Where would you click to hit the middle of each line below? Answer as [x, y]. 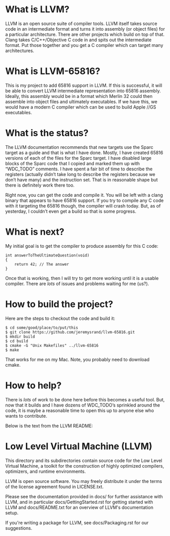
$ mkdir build [20, 337]
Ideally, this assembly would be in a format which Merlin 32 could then [79, 96]
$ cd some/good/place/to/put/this [42, 327]
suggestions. [19, 528]
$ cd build [17, 341]
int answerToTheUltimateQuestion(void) [47, 255]
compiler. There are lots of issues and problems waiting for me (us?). [77, 284]
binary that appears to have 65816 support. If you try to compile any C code [84, 200]
